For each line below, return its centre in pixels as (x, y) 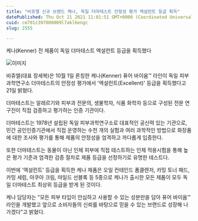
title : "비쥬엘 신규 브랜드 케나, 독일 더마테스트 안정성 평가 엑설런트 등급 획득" (93, 11)
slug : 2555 (19, 28)
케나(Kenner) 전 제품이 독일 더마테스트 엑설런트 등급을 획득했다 (79, 51)
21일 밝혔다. (20, 90)
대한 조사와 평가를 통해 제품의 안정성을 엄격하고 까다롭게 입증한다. (88, 138)
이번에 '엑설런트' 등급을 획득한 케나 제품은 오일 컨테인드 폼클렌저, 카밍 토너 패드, (98, 170)
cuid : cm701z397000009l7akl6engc (47, 22)
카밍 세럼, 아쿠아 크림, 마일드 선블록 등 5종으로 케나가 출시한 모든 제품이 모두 (94, 177)
